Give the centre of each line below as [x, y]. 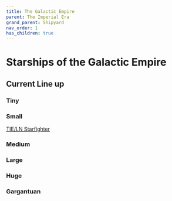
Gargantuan [23, 191]
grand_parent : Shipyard [35, 22]
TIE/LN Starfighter [28, 129]
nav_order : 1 [22, 28]
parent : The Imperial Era [38, 17]
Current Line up [35, 84]
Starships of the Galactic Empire [86, 62]
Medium [18, 144]
